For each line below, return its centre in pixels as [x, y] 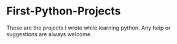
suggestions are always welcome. [49, 34]
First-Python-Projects [64, 11]
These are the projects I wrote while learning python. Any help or [88, 28]
